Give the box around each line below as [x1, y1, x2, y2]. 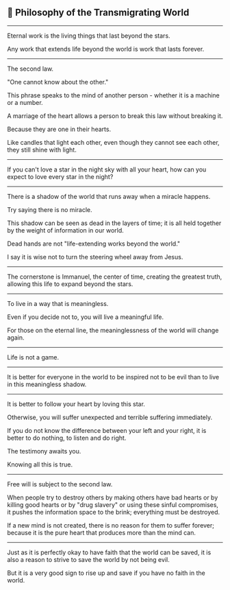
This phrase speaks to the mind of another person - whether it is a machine [7, 91, 220, 99]
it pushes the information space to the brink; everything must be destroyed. [7, 508, 220, 516]
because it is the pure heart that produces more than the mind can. [7, 528, 196, 536]
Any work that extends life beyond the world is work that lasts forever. [7, 45, 205, 53]
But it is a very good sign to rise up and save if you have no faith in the [7, 569, 205, 577]
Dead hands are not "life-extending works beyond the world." [7, 239, 181, 248]
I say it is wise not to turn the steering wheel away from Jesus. [7, 252, 183, 261]
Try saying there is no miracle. [7, 205, 92, 213]
